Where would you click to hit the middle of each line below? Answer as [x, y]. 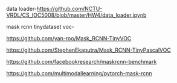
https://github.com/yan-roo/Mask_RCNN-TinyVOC [69, 38]
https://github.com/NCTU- [69, 9]
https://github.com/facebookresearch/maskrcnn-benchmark [82, 62]
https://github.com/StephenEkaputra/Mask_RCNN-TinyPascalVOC [88, 50]
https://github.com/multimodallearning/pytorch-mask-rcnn [79, 73]
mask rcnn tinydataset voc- [40, 27]
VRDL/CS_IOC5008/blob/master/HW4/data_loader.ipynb [76, 15]
